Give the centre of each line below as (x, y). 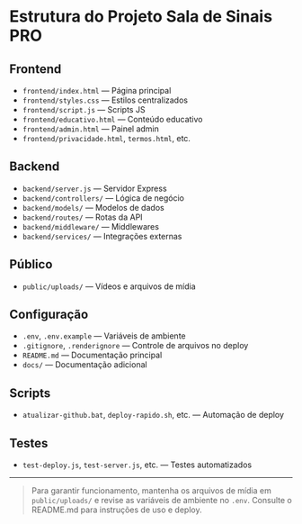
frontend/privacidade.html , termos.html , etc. (107, 138)
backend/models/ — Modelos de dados (93, 207)
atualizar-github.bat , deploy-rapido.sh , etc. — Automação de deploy (153, 415)
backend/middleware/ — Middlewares (91, 226)
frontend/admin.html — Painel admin (91, 129)
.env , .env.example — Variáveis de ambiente (104, 336)
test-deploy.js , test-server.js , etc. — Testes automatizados (137, 465)
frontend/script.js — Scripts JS (84, 109)
